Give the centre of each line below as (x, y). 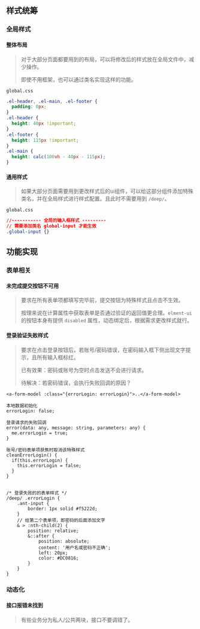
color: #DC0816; (58, 558)
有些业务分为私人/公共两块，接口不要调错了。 (77, 619)
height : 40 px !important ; (44, 124)
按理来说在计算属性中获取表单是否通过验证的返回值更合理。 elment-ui (107, 313)
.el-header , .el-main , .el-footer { (52, 101)
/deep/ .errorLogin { (33, 498)
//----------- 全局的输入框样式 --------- (56, 220)
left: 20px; (53, 553)
